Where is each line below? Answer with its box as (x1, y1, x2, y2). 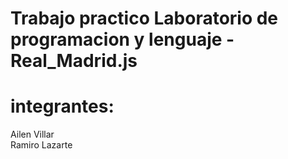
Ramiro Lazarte (10, 139, 73, 151)
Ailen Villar (10, 128, 55, 141)
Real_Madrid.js (10, 50, 138, 72)
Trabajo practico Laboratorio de (10, 7, 279, 30)
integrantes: (10, 95, 115, 118)
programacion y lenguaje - (10, 28, 235, 51)
